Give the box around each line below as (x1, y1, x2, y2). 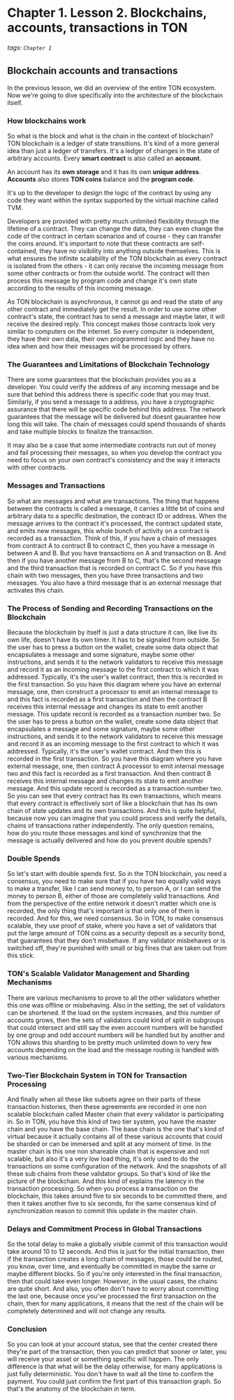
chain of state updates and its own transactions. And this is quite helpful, (7, 807, 217, 814)
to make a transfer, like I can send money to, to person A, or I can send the (7, 884, 222, 893)
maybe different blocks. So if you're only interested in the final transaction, (7, 1270, 222, 1278)
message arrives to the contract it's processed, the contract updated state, (7, 519, 224, 528)
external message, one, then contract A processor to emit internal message (7, 762, 225, 770)
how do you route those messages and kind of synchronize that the (7, 829, 201, 837)
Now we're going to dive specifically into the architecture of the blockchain (7, 91, 224, 99)
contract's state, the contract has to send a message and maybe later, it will (7, 313, 225, 321)
